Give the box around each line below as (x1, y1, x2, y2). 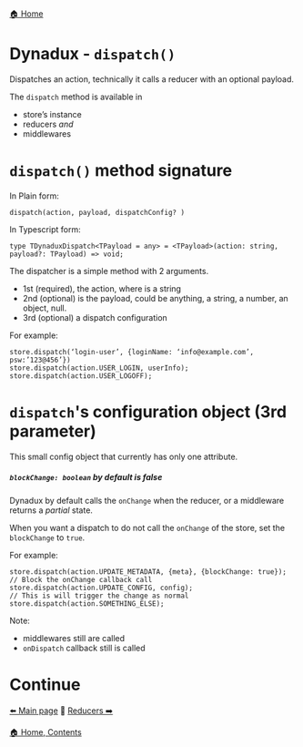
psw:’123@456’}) (9, 355, 71, 364)
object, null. (22, 302, 67, 313)
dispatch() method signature (9, 160, 233, 181)
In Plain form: (9, 190, 59, 201)
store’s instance (22, 108, 82, 119)
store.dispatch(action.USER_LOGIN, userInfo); (9, 363, 189, 373)
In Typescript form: (9, 223, 81, 235)
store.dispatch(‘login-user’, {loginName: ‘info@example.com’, (9, 347, 255, 356)
